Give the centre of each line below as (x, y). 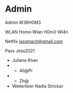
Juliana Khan (25, 60)
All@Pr (26, 70)
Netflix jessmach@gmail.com (34, 41)
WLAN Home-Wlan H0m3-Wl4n (37, 32)
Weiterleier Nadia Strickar (38, 86)
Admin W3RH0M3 (23, 22)
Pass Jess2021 (20, 51)
